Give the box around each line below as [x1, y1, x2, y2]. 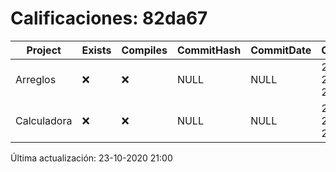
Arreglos [15, 72, 57, 86]
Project [26, 43, 62, 57]
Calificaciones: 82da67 [10, 7, 208, 30]
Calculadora [15, 113, 73, 127]
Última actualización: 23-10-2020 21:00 [10, 152, 173, 164]
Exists [81, 43, 112, 57]
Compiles [121, 43, 168, 57]
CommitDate [250, 43, 312, 57]
